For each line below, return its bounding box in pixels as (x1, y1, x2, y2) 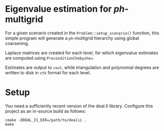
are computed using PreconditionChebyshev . (5, 55, 94, 61)
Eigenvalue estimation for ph (5, 3, 125, 15)
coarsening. (5, 40, 29, 46)
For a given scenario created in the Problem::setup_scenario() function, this (5, 30, 160, 36)
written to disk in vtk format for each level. (5, 69, 91, 75)
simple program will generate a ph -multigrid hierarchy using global (5, 35, 139, 41)
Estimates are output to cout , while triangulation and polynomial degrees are (5, 65, 160, 70)
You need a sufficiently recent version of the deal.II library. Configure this (5, 103, 153, 109)
